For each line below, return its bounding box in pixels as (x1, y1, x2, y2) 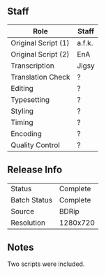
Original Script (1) (10, 38, 70, 47)
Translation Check (10, 72, 71, 82)
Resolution (10, 218, 45, 228)
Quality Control (10, 140, 61, 149)
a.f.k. (77, 38, 93, 47)
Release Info (7, 164, 63, 176)
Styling (10, 106, 33, 116)
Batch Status (10, 195, 53, 205)
